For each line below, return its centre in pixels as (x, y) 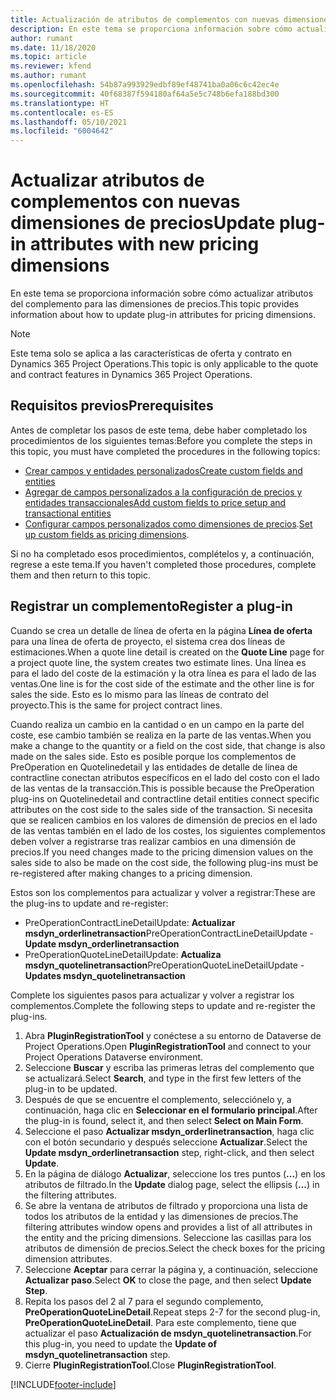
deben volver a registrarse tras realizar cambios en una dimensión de (153, 841)
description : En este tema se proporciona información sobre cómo (151, 29)
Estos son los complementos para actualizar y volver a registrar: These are (163, 892)
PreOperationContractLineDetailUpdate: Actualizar (130, 922)
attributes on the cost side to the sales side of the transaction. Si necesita (161, 809)
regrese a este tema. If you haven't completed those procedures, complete (163, 564)
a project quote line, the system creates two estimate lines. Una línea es (158, 662)
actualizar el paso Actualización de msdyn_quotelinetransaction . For (168, 1333)
